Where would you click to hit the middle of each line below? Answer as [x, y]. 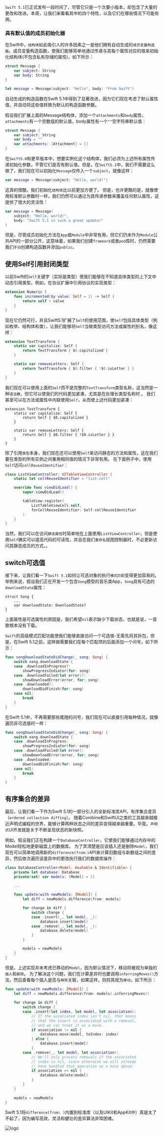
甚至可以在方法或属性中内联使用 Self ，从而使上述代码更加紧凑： [69, 400]
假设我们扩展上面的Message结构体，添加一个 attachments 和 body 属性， [76, 115]
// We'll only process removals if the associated [84, 1057]
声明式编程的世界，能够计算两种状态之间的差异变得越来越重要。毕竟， [80, 824]
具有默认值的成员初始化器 [35, 33]
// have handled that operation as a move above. [82, 1066]
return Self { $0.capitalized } [56, 417]
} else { [40, 1039]
